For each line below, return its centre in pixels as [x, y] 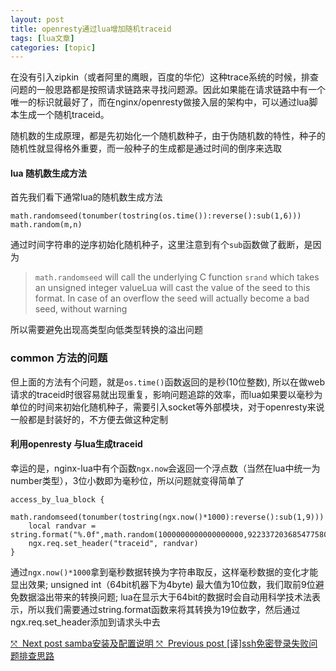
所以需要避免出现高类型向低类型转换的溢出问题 [106, 330]
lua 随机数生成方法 [48, 173]
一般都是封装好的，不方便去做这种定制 [89, 419]
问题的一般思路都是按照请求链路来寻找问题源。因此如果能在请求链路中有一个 [168, 90]
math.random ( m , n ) [46, 225]
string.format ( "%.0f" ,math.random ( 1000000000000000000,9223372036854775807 [171, 534]
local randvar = [62, 526]
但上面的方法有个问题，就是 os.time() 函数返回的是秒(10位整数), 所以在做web [168, 382]
